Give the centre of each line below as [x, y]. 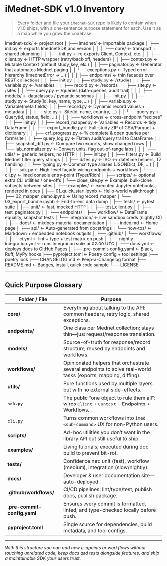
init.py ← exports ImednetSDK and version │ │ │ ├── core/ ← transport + [80, 48]
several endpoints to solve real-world [107, 369]
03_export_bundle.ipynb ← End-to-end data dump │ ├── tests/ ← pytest [80, 201]
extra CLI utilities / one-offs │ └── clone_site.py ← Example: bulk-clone [79, 180]
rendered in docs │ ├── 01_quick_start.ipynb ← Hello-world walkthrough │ [82, 191]
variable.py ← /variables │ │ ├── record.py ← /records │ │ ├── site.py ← [81, 85]
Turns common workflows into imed [104, 418]
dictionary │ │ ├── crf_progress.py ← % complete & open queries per [77, 133]
